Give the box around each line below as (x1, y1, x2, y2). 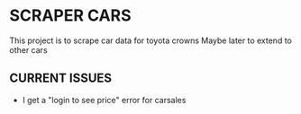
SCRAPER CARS (9, 5, 132, 26)
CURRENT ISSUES (9, 71, 113, 86)
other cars (9, 44, 48, 55)
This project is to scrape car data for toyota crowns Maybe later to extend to (9, 35, 293, 46)
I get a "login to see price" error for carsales (22, 94, 187, 105)
